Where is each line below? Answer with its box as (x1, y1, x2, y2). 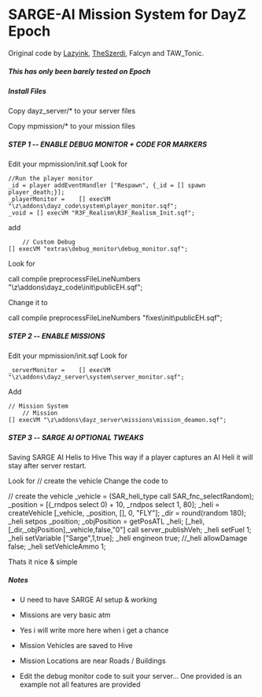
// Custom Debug (22, 238, 76, 246)
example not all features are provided (19, 680, 141, 689)
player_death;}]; (8, 188, 65, 196)
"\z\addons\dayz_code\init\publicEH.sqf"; (8, 282, 143, 293)
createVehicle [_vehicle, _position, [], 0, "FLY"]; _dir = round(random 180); (8, 509, 246, 518)
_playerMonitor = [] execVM (8, 196, 111, 203)
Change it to (8, 298, 49, 307)
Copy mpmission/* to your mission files (8, 121, 136, 131)
